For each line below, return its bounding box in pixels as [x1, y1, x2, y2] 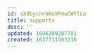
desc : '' [7, 23, 33, 30]
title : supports [7, 17, 55, 24]
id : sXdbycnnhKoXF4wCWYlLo [7, 10, 87, 18]
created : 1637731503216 [7, 36, 77, 43]
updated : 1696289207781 [7, 29, 77, 37]
